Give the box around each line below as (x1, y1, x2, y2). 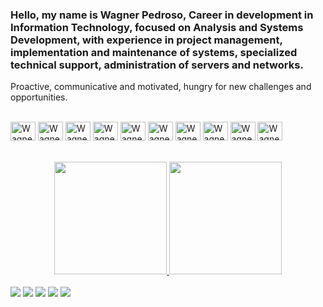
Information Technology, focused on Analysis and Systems (10, 20, 304, 34)
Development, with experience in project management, (10, 33, 283, 47)
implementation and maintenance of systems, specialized (10, 45, 298, 59)
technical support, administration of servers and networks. (10, 58, 304, 72)
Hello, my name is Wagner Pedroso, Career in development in (10, 8, 314, 22)
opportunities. (10, 91, 68, 103)
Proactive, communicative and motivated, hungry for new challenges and (10, 81, 312, 93)
